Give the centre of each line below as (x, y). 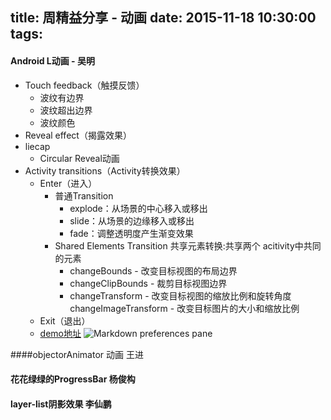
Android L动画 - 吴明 (52, 60)
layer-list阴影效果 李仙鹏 (61, 404)
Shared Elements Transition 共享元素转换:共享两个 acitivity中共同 (188, 245)
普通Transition (84, 195)
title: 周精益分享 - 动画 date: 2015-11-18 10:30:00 (163, 18)
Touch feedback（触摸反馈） (84, 85)
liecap (37, 146)
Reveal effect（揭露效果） (78, 135)
